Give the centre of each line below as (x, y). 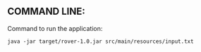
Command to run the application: (55, 28)
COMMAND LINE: (47, 12)
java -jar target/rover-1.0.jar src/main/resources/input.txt (100, 41)
